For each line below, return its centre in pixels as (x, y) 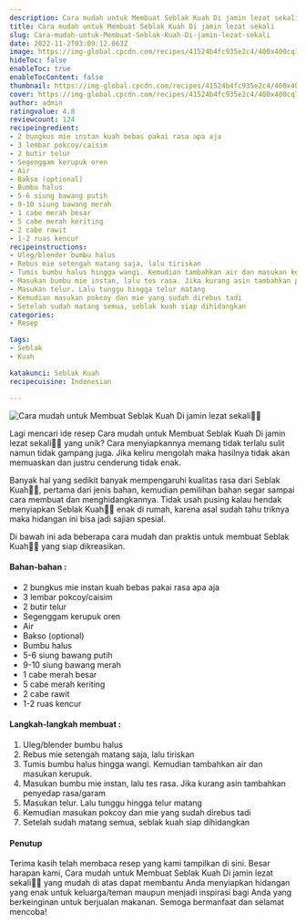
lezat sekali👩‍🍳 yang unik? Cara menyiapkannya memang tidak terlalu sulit (147, 442)
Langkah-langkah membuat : (65, 724)
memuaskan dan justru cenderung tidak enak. (96, 462)
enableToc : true (40, 69)
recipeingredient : (44, 129)
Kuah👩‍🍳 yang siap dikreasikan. (67, 546)
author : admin (36, 103)
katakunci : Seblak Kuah (55, 373)
